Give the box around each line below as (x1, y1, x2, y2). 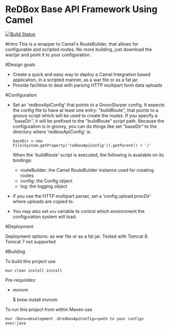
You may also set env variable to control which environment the (12, 208, 145, 214)
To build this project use (5, 258, 56, 264)
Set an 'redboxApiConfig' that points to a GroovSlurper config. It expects (12, 101, 165, 107)
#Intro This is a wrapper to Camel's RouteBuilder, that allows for (5, 41, 139, 47)
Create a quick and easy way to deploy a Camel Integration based (12, 71, 151, 77)
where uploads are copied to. (12, 198, 75, 204)
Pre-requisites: (5, 277, 37, 283)
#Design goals (5, 61, 36, 67)
